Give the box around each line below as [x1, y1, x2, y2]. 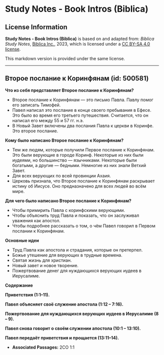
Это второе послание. [12, 128, 59, 134]
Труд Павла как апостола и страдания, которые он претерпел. [12, 247, 143, 252]
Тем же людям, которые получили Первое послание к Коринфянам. [12, 146, 155, 152]
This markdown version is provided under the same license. [5, 56, 125, 62]
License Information [5, 23, 67, 31]
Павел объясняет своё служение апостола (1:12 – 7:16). [5, 301, 123, 307]
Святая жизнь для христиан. [12, 257, 72, 263]
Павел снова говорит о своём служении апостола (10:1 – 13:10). [5, 325, 141, 331]
